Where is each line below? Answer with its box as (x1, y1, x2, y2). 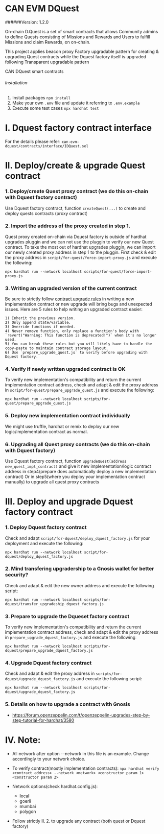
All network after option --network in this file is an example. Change (12, 750, 149, 757)
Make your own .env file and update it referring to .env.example (12, 100, 140, 106)
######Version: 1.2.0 (5, 19, 49, 25)
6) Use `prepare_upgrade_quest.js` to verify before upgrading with (5, 350, 148, 355)
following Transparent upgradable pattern (5, 59, 89, 65)
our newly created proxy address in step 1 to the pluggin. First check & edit (5, 249, 156, 255)
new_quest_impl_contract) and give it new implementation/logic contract (5, 463, 151, 469)
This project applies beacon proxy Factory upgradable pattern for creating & (5, 48, 159, 54)
